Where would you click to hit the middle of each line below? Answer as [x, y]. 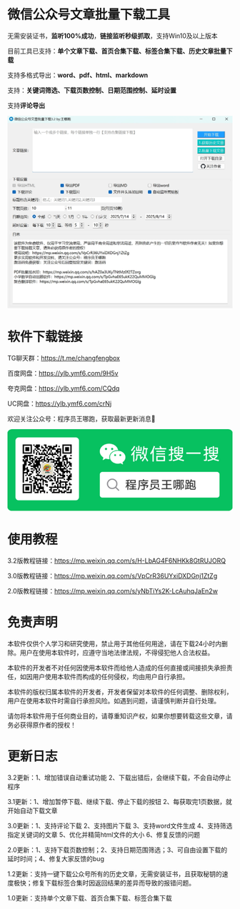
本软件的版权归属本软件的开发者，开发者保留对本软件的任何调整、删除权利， [120, 692]
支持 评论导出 [26, 105]
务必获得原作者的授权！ [42, 725]
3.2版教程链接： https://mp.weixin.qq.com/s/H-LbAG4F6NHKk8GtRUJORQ [117, 561]
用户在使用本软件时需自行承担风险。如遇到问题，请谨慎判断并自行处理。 [114, 701]
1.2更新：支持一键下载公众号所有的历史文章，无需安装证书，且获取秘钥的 [115, 874]
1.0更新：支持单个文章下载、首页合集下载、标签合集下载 [90, 898]
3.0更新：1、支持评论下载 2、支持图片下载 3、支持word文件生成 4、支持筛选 [120, 825]
